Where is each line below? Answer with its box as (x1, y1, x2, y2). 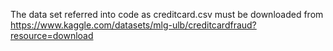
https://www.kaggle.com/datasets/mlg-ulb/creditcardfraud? (10, 19, 257, 31)
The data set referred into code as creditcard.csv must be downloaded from (10, 9, 324, 20)
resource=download (10, 30, 94, 41)
